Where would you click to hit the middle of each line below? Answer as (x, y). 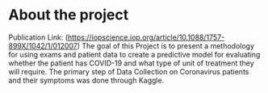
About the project (69, 15)
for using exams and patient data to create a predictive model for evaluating (134, 54)
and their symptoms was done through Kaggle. (86, 80)
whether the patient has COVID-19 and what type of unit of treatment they (131, 63)
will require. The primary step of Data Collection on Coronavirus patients (129, 71)
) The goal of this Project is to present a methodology (166, 45)
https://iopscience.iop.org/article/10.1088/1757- (146, 37)
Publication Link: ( (38, 37)
